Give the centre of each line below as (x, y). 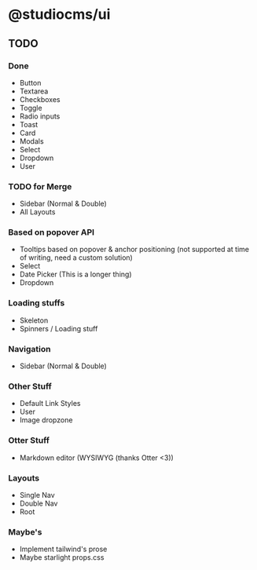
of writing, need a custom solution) (76, 258)
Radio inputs (40, 116)
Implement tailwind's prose (63, 549)
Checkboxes (40, 99)
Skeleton (34, 320)
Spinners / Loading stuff (59, 328)
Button (30, 82)
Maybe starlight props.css (62, 557)
